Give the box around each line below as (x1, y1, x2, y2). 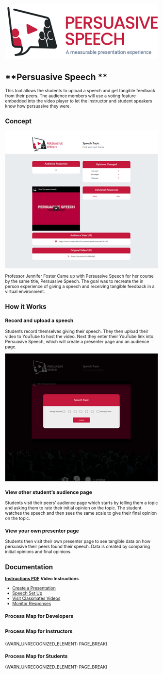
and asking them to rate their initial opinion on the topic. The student (5, 505, 142, 511)
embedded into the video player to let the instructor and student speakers (5, 98, 153, 103)
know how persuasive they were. (5, 103, 71, 109)
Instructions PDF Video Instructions (5, 576, 79, 582)
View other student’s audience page (5, 489, 92, 495)
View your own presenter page (5, 527, 79, 534)
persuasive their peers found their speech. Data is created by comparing (5, 543, 150, 550)
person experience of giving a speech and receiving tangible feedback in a (5, 283, 155, 289)
